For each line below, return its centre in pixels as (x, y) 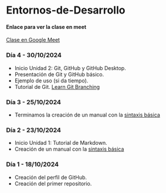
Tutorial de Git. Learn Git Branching (57, 86)
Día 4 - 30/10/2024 (34, 55)
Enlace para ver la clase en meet (46, 26)
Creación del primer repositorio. (53, 184)
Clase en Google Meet (33, 40)
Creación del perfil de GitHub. (50, 177)
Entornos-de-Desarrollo (66, 10)
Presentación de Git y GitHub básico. (59, 74)
